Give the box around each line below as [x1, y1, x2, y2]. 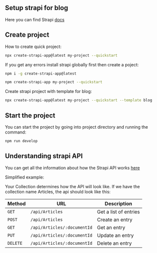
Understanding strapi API [5, 152, 83, 160]
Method [7, 200, 26, 207]
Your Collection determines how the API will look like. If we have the [5, 183, 140, 189]
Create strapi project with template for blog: [5, 89, 92, 94]
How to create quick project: [5, 44, 62, 49]
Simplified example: [5, 174, 44, 180]
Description [104, 200, 132, 207]
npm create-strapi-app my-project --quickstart [5, 80, 103, 85]
